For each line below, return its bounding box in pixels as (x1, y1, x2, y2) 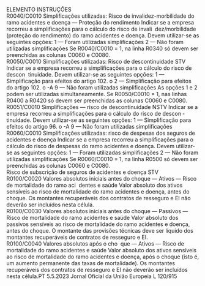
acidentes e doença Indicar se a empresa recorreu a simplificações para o (6, 136, 194, 143)
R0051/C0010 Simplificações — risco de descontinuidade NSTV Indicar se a (6, 103, 198, 110)
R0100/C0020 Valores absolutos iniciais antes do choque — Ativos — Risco (6, 175, 197, 182)
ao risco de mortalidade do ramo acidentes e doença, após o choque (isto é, (6, 253, 199, 260)
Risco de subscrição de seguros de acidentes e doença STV (6, 168, 159, 176)
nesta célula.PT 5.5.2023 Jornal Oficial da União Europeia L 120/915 (6, 273, 177, 280)
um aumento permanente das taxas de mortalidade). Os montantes (6, 260, 176, 266)
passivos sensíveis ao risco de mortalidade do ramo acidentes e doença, (6, 220, 190, 228)
